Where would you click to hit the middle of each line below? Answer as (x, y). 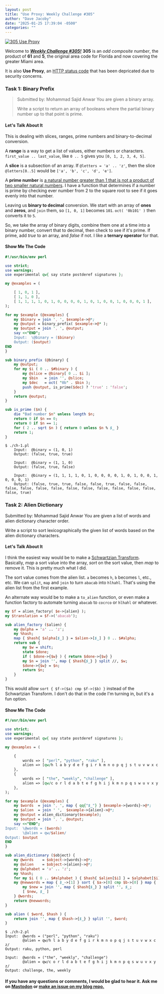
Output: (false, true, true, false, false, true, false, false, (81, 484)
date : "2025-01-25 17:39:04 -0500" (41, 23)
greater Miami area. (25, 62)
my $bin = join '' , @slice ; (53, 378)
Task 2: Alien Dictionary (34, 505)
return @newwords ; (32, 901)
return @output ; (31, 396)
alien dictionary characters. (32, 535)
